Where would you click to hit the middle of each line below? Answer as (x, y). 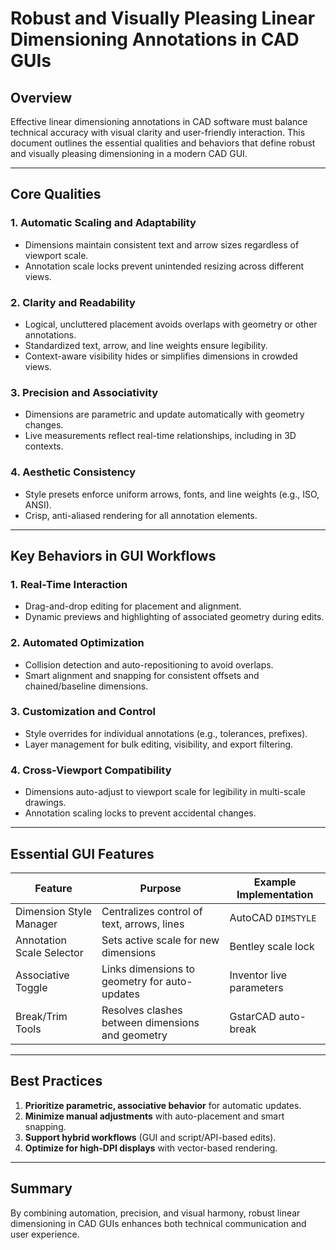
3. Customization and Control (83, 712)
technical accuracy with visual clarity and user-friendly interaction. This (158, 132)
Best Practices (56, 1081)
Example (275, 882)
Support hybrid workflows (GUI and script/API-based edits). (150, 1137)
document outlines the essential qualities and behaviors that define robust (163, 143)
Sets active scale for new (160, 940)
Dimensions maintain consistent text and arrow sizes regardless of (162, 244)
